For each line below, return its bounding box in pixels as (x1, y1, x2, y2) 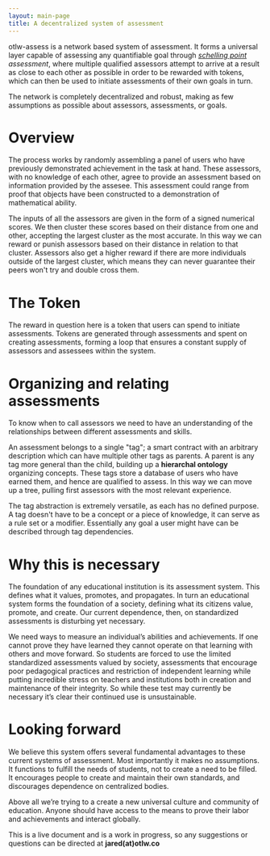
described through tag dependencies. (8, 527, 135, 537)
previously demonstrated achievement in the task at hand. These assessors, (8, 163, 262, 174)
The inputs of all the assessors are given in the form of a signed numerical (8, 213, 255, 223)
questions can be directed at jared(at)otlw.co (8, 838, 160, 849)
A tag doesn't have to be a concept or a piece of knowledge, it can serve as (8, 510, 260, 520)
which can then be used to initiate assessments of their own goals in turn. (8, 76, 253, 86)
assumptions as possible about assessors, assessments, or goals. (8, 100, 227, 110)
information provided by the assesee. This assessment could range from (8, 181, 250, 191)
